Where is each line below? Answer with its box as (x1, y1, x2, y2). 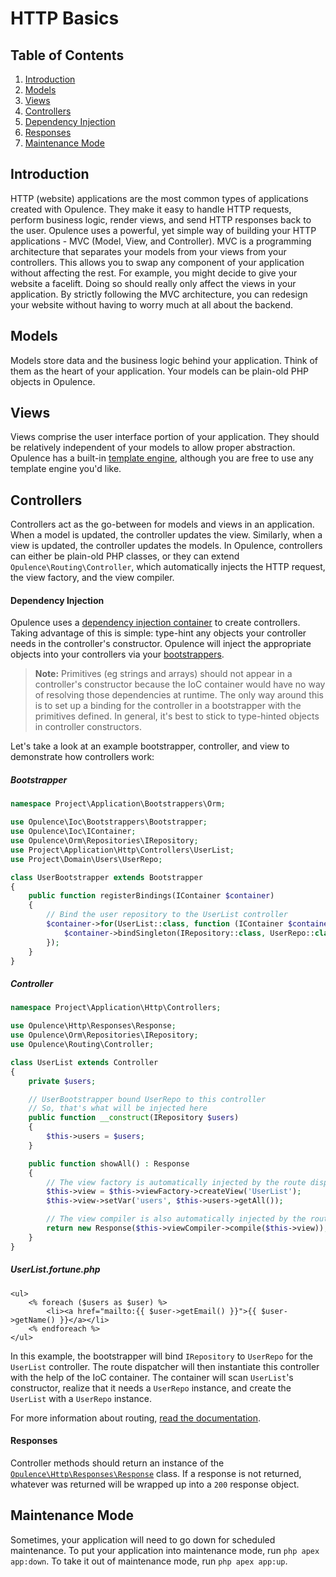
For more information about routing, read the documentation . (10, 1412, 262, 1424)
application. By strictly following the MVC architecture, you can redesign (10, 288, 308, 300)
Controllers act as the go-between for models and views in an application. (10, 518, 315, 531)
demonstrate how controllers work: (10, 751, 155, 763)
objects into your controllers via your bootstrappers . (10, 648, 225, 661)
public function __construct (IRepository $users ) (28, 1113, 240, 1123)
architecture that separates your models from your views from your (10, 245, 287, 257)
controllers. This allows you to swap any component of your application (10, 256, 305, 268)
